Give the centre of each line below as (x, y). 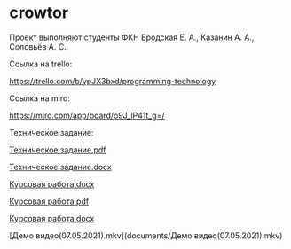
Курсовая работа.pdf (49, 201)
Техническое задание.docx (61, 167)
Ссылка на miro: (40, 98)
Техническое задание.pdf (58, 150)
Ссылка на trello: (41, 64)
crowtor (39, 13)
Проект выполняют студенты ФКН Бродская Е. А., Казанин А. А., (132, 37)
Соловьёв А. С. (38, 46)
